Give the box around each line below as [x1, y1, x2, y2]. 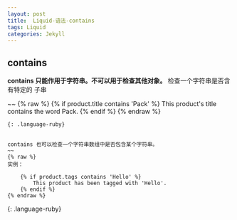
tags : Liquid [7, 23, 46, 31]
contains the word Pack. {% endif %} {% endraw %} [7, 108, 162, 116]
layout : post [7, 10, 46, 18]
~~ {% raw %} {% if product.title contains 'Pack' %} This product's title [7, 100, 217, 108]
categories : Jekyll [7, 30, 65, 38]
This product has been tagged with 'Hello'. [33, 179, 167, 187]
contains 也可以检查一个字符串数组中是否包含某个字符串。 [7, 141, 158, 148]
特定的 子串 [13, 85, 47, 94]
